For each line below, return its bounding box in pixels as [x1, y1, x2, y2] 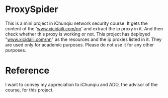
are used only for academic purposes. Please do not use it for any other [5, 41, 154, 47]
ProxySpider [5, 4, 58, 15]
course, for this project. [5, 87, 54, 93]
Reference [5, 65, 49, 76]
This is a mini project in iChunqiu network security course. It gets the [5, 20, 148, 26]
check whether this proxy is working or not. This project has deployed [5, 31, 150, 37]
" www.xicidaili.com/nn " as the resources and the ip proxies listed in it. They [5, 36, 162, 42]
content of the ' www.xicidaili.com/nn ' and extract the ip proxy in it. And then [5, 25, 163, 31]
